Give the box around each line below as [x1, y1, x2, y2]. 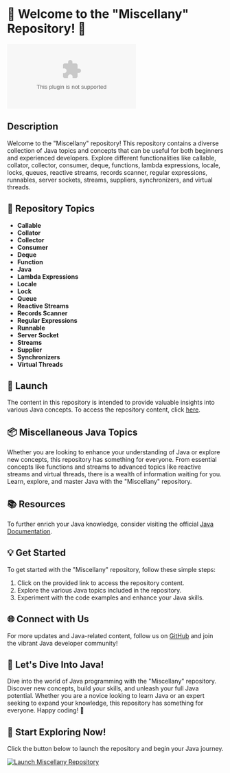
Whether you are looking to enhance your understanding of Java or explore [7, 448, 220, 456]
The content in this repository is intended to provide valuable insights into [7, 399, 215, 407]
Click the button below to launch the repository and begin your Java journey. [7, 745, 224, 753]
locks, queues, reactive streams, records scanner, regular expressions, [7, 168, 208, 176]
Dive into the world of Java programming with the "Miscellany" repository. [7, 677, 217, 686]
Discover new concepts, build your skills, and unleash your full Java [7, 684, 199, 692]
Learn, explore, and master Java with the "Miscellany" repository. [7, 478, 192, 486]
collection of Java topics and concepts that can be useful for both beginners [7, 146, 224, 154]
